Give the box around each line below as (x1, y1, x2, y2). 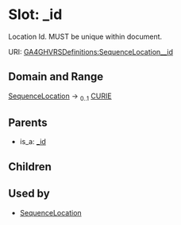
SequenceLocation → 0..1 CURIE (8, 91, 113, 102)
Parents (8, 116, 48, 129)
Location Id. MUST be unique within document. (8, 32, 163, 41)
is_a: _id (19, 137, 46, 147)
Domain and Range (8, 70, 104, 84)
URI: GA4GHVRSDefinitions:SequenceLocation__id (8, 47, 173, 56)
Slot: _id (8, 6, 63, 24)
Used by (8, 187, 50, 200)
